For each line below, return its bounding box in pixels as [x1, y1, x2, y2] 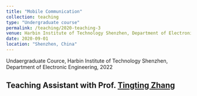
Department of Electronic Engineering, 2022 [6, 63, 113, 70]
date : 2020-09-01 [6, 36, 49, 42]
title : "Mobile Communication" [6, 8, 83, 15]
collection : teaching [6, 14, 59, 20]
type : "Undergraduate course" [6, 19, 80, 25]
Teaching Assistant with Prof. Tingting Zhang [6, 80, 175, 91]
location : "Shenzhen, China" [6, 42, 77, 47]
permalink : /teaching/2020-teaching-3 [6, 25, 101, 31]
